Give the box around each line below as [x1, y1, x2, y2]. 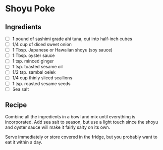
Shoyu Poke [5, 3, 55, 14]
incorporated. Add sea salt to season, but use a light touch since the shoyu [5, 119, 159, 125]
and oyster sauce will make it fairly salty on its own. [5, 124, 110, 130]
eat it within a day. [5, 139, 43, 145]
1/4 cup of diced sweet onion [12, 42, 72, 48]
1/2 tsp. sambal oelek [12, 69, 56, 75]
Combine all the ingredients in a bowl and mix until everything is [5, 114, 136, 120]
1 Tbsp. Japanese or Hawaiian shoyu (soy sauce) [12, 47, 113, 53]
